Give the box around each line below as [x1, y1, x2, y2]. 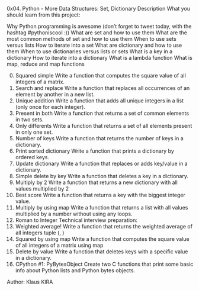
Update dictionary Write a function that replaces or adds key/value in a [15, 160, 188, 167]
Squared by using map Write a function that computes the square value [15, 236, 190, 242]
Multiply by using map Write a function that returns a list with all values [15, 204, 188, 211]
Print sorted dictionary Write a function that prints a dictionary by [15, 147, 174, 154]
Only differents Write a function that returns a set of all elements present [15, 123, 192, 129]
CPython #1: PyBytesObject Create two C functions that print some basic [15, 260, 194, 268]
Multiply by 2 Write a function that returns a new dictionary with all [15, 179, 178, 186]
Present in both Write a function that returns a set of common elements [15, 109, 189, 117]
